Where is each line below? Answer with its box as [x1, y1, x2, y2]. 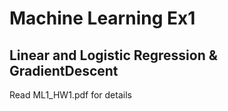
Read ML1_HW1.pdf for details [9, 89, 132, 101]
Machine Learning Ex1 [9, 7, 196, 30]
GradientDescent [9, 62, 119, 79]
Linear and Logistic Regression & [9, 47, 218, 64]
